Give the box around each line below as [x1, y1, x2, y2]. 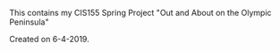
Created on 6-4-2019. [9, 34, 89, 44]
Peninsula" [9, 17, 49, 27]
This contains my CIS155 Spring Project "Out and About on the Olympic [9, 8, 272, 18]
